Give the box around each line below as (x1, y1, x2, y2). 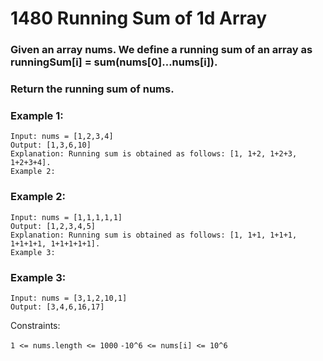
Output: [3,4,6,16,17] (10, 302, 105, 312)
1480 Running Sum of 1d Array (10, 7, 268, 30)
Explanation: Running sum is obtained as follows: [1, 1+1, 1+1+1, (10, 230, 298, 240)
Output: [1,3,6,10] (10, 140, 92, 151)
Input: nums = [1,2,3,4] (10, 132, 114, 142)
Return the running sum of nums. (10, 82, 175, 96)
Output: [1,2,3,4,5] (10, 221, 97, 231)
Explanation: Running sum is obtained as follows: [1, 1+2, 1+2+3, (10, 149, 298, 159)
